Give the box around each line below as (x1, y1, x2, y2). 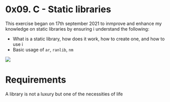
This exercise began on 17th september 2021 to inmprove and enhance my (5, 20, 162, 27)
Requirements (5, 74, 66, 86)
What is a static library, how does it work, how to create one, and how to (12, 36, 165, 42)
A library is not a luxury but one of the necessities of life (5, 91, 124, 97)
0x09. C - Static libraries (5, 4, 111, 15)
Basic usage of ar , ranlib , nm (12, 46, 74, 53)
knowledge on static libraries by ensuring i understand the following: (5, 25, 150, 32)
